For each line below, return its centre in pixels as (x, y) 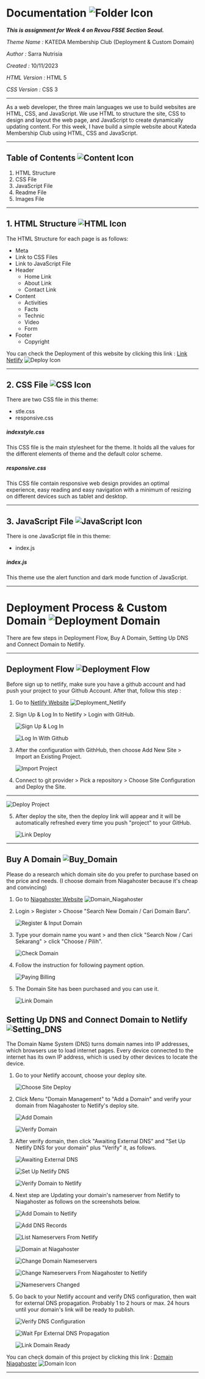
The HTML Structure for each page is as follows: (67, 238)
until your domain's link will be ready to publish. (75, 1310)
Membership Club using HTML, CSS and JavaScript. (72, 133)
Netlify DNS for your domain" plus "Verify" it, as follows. (86, 1148)
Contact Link (40, 289)
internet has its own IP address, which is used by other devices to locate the (102, 1057)
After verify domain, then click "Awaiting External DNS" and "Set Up (100, 1141)
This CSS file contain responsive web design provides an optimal (88, 483)
